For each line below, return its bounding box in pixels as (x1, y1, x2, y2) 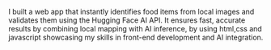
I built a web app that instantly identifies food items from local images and (8, 7, 255, 16)
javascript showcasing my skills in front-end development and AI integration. (8, 32, 264, 42)
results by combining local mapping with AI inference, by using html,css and (8, 24, 263, 33)
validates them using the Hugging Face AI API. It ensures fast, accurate (8, 15, 246, 25)
